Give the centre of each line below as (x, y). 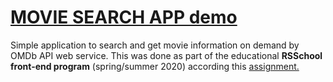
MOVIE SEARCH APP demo (124, 17)
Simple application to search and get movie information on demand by (155, 45)
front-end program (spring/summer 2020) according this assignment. (155, 66)
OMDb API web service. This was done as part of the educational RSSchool (166, 55)
